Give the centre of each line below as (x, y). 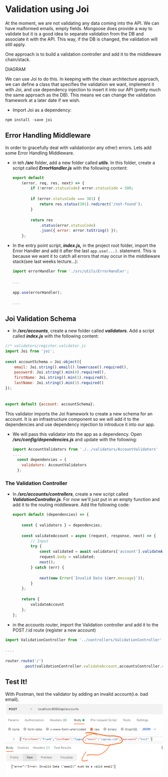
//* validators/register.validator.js (45, 346)
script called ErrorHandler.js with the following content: (70, 168)
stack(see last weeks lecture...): (45, 261)
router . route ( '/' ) (24, 661)
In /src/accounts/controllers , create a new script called (70, 494)
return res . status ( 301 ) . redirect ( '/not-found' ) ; (91, 204)
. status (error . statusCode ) (67, 225)
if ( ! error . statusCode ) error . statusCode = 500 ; (82, 188)
